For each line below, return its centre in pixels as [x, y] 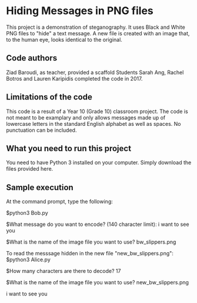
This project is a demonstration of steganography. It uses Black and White [96, 27]
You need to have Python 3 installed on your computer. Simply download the [99, 162]
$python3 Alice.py [29, 259]
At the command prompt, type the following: [59, 202]
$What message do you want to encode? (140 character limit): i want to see [98, 224]
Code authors [32, 58]
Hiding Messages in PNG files [80, 11]
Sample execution [40, 187]
